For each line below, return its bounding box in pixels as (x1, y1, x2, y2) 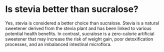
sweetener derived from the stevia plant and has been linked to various (5, 25, 151, 31)
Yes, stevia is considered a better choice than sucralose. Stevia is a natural (5, 20, 159, 26)
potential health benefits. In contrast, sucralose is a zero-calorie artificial (5, 30, 155, 36)
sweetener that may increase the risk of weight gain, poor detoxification (5, 36, 153, 42)
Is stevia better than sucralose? (5, 3, 138, 15)
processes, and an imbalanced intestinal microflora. (5, 41, 111, 47)
